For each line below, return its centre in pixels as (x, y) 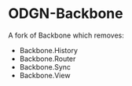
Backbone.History (49, 50)
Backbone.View (45, 75)
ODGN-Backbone (66, 14)
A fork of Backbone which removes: (66, 35)
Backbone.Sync (45, 66)
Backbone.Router (48, 59)
